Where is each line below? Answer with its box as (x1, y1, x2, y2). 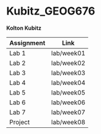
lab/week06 (51, 98, 86, 107)
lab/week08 (51, 118, 86, 126)
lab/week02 (51, 59, 86, 67)
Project (9, 118, 30, 126)
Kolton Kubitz (6, 24, 41, 32)
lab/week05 (51, 88, 86, 96)
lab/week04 (51, 78, 86, 87)
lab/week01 (51, 49, 86, 57)
